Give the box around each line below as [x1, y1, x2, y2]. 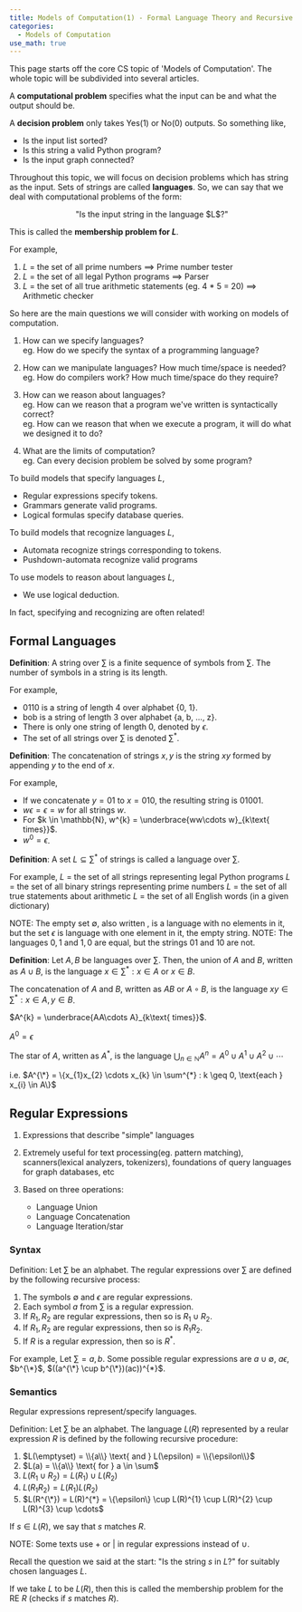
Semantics [9, 1385, 58, 1398]
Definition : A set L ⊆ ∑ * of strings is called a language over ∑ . [9, 853, 241, 865]
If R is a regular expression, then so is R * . [22, 1334, 176, 1347]
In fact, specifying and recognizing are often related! [9, 607, 205, 618]
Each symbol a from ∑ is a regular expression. [22, 1301, 194, 1312]
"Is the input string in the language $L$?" [75, 209, 229, 220]
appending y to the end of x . [9, 759, 115, 770]
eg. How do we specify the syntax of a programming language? [22, 345, 260, 356]
